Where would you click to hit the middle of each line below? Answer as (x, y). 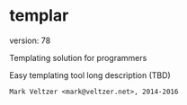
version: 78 (30, 40)
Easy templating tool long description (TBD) (90, 75)
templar (39, 16)
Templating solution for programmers (78, 57)
